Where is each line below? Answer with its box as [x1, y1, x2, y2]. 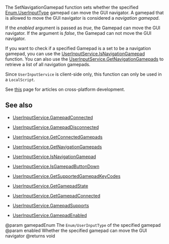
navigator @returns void [5, 232, 55, 239]
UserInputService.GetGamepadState [12, 183, 89, 189]
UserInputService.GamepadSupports [12, 202, 90, 209]
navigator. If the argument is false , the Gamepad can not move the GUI [5, 30, 152, 36]
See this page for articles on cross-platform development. [5, 86, 125, 92]
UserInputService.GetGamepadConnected [12, 192, 101, 199]
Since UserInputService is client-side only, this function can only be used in [5, 71, 162, 77]
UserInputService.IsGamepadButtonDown [12, 163, 100, 169]
